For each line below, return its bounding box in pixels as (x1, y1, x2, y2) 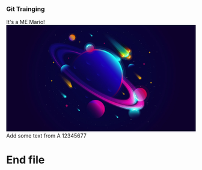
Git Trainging (6, 5, 45, 13)
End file (6, 153, 45, 167)
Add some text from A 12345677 (6, 132, 87, 139)
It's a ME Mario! (6, 19, 45, 26)
